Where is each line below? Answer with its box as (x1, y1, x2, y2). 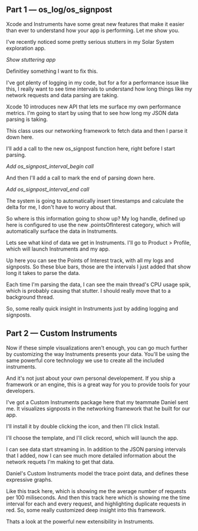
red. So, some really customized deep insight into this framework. (6, 506, 166, 513)
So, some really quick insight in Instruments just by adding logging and (6, 305, 178, 312)
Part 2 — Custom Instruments (6, 328, 118, 338)
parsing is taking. (6, 116, 48, 123)
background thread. (6, 293, 54, 300)
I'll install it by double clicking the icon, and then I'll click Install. (6, 423, 160, 430)
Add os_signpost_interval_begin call (6, 162, 94, 169)
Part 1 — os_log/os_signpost (6, 5, 112, 15)
